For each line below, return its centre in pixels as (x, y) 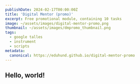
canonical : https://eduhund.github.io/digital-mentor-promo (72, 55)
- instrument (23, 42)
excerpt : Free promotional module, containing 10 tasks (63, 19)
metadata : (15, 51)
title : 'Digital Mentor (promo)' (39, 14)
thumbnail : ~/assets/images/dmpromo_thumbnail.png (58, 28)
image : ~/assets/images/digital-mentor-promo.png (57, 23)
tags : (11, 32)
